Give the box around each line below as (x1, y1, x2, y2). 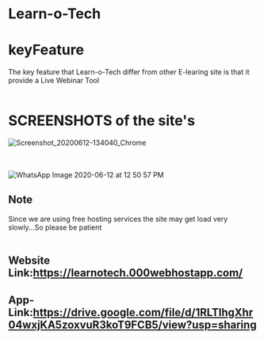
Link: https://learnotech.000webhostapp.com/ (8, 266, 243, 280)
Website (8, 254, 50, 268)
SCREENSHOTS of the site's (8, 112, 196, 130)
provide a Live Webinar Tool (8, 76, 100, 86)
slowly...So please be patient (8, 223, 102, 232)
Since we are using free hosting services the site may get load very (8, 214, 228, 223)
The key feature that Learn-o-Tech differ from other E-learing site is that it (8, 67, 250, 77)
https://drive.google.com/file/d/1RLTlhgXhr (33, 306, 254, 319)
